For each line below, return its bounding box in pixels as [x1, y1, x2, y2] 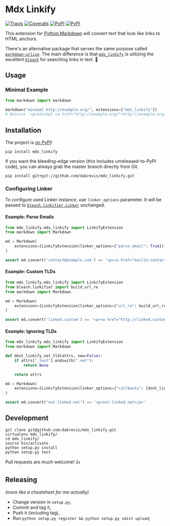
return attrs [14, 372, 42, 377]
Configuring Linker [5, 185, 53, 192]
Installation [5, 126, 41, 134]
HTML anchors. [5, 36, 38, 42]
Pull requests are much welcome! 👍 [5, 459, 80, 465]
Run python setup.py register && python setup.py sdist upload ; [12, 515, 151, 521]
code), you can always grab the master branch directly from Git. [5, 164, 139, 170]
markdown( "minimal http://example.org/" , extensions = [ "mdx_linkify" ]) [5, 107, 157, 112]
